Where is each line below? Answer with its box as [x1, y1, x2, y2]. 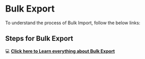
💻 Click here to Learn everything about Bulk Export [5, 48, 115, 54]
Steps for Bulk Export [5, 34, 74, 43]
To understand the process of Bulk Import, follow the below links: [5, 20, 140, 26]
